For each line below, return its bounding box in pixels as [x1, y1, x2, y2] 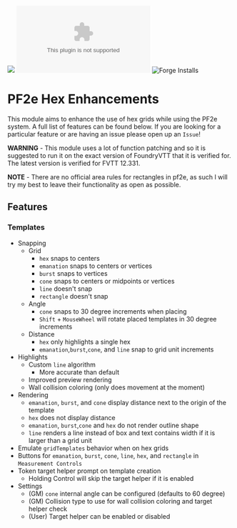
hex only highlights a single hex [39, 337, 131, 346]
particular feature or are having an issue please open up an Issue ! [7, 129, 201, 138]
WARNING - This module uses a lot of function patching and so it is [7, 144, 206, 152]
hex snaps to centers [39, 254, 100, 262]
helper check [28, 504, 68, 513]
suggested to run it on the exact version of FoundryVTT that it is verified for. [7, 151, 231, 159]
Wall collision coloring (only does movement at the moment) [28, 383, 206, 392]
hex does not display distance [28, 413, 116, 422]
